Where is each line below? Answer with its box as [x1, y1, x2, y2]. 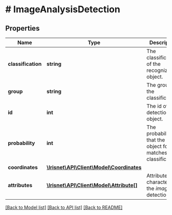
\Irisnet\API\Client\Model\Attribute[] [46, 182, 138, 188]
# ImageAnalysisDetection [5, 4, 120, 15]
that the [146, 136, 165, 144]
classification [8, 60, 42, 67]
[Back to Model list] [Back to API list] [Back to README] [5, 204, 123, 210]
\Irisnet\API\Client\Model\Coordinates [46, 164, 142, 171]
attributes [8, 182, 32, 188]
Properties [5, 24, 40, 33]
